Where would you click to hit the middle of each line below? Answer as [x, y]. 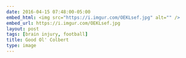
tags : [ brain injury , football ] [47, 34]
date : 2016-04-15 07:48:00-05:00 [48, 12]
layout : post [23, 29]
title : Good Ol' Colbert [38, 40]
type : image [21, 46]
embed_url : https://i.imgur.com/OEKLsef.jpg [63, 23]
